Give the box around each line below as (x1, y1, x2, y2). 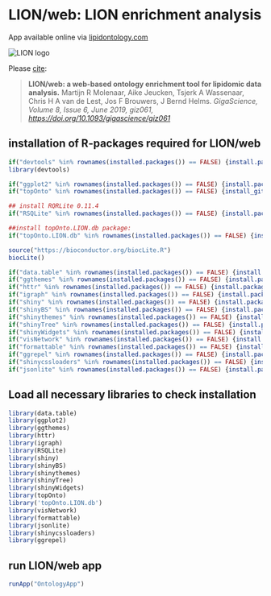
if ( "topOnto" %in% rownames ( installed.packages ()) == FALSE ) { (8, 188, 226, 196)
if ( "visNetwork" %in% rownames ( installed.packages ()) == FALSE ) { (8, 336, 236, 344)
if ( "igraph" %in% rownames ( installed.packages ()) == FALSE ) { (8, 291, 222, 299)
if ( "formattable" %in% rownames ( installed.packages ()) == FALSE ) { (8, 343, 240, 351)
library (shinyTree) (8, 477, 74, 485)
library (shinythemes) (8, 469, 81, 477)
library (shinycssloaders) (8, 529, 95, 537)
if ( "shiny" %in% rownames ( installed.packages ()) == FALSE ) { (8, 298, 219, 306)
